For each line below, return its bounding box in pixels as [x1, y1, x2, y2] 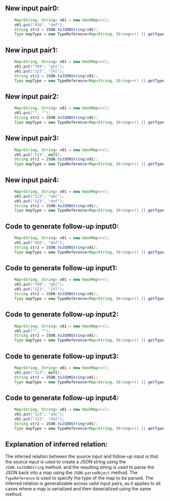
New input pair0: [5, 4, 59, 13]
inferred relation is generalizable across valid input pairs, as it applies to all [5, 480, 161, 487]
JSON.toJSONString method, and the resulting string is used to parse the [5, 464, 154, 471]
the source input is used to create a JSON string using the [5, 459, 126, 465]
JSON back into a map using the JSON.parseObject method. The [5, 469, 138, 476]
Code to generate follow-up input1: [5, 264, 117, 272]
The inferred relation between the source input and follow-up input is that [5, 453, 158, 459]
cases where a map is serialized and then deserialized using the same [5, 486, 151, 492]
